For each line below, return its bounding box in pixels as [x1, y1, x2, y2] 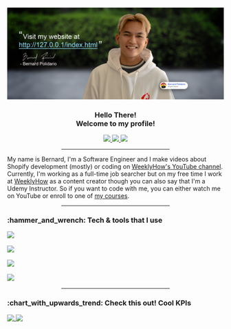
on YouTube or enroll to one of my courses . [7, 191, 129, 200]
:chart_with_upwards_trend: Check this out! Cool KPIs [7, 298, 191, 308]
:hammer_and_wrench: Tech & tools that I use [7, 215, 163, 225]
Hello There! [94, 110, 137, 119]
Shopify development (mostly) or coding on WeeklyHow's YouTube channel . [7, 162, 223, 170]
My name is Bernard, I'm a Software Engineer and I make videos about [7, 154, 207, 163]
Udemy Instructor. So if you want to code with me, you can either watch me [7, 184, 221, 192]
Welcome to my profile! [75, 119, 156, 128]
